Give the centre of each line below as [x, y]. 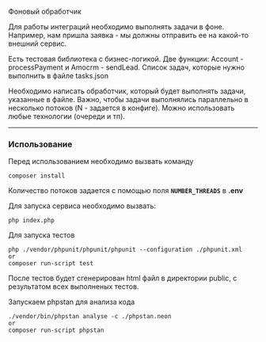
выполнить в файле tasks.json [59, 76]
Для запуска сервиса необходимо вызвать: [82, 206]
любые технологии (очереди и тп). [66, 116]
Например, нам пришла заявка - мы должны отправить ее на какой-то [129, 35]
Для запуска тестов [42, 235]
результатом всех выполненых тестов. [74, 287]
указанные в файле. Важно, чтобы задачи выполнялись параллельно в [128, 99]
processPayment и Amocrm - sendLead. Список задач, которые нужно [127, 67]
